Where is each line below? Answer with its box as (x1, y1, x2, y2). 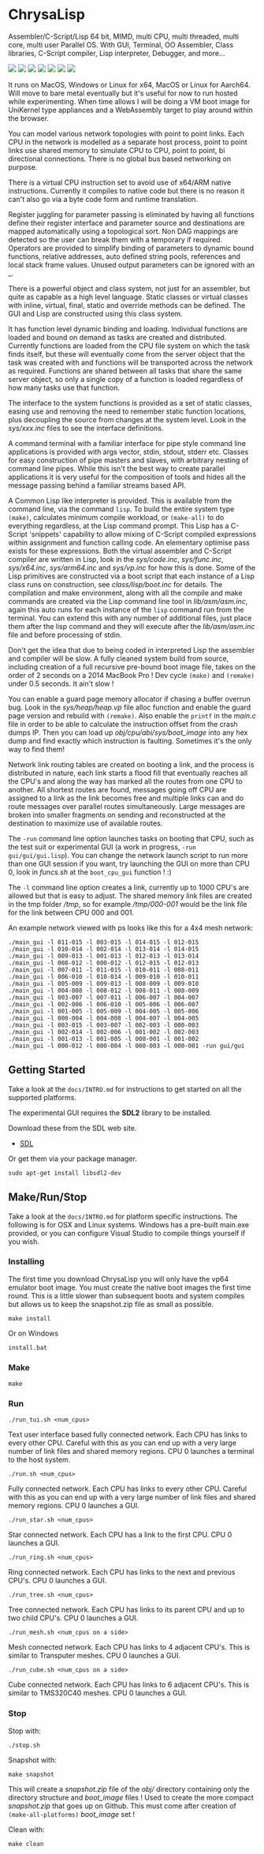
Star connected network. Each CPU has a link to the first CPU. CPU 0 (8, 1530, 232, 1540)
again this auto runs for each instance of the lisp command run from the (8, 605, 244, 614)
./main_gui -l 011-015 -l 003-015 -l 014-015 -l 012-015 (8, 938, 199, 946)
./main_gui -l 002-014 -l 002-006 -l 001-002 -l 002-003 (8, 1028, 199, 1036)
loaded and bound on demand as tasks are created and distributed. (8, 332, 227, 342)
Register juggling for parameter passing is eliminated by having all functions (8, 209, 255, 219)
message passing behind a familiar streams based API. (8, 480, 187, 490)
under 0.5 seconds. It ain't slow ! (8, 679, 114, 688)
